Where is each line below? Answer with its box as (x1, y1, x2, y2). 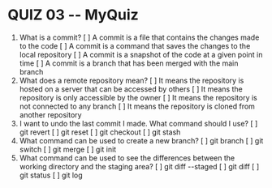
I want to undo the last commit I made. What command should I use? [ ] (19, 118, 258, 128)
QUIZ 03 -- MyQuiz (7, 6, 139, 24)
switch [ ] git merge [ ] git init (19, 144, 117, 154)
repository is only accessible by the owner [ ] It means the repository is (19, 92, 257, 102)
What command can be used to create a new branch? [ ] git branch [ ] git (19, 135, 264, 145)
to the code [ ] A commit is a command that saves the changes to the (19, 41, 251, 50)
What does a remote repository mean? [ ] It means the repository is (19, 75, 244, 85)
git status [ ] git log (19, 170, 83, 180)
